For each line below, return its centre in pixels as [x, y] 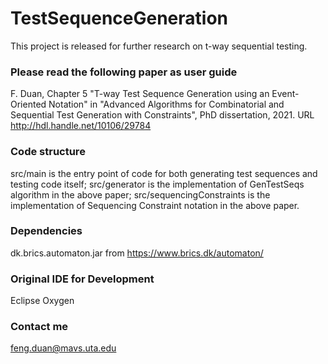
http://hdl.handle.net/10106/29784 [81, 126]
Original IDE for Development [82, 279]
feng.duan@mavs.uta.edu [63, 348]
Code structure [48, 152]
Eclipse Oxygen [42, 301]
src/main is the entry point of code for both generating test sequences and [164, 173]
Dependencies [46, 231]
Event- [285, 94]
